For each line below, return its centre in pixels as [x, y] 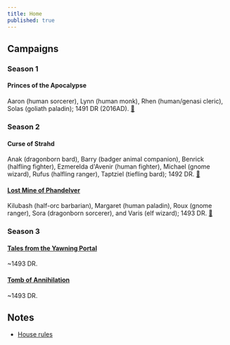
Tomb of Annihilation [39, 280]
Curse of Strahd [31, 143]
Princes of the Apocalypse [47, 86]
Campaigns [33, 49]
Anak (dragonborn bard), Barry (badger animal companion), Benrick [106, 160]
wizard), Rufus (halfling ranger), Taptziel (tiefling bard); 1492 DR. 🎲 [104, 174]
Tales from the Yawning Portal [52, 248]
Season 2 [24, 126]
